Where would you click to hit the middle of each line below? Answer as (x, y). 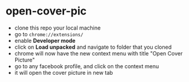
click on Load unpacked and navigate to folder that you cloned (93, 47)
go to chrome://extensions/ (49, 34)
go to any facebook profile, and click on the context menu (87, 66)
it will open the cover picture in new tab (64, 72)
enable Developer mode (45, 40)
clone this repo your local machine (58, 28)
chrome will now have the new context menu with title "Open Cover (98, 53)
